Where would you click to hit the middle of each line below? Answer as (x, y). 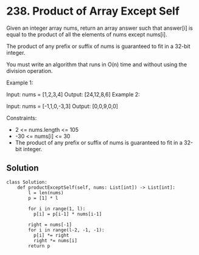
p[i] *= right (51, 235)
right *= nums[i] (55, 240)
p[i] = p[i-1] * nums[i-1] (68, 214)
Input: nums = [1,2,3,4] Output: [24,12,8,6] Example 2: (73, 94)
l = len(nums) (46, 192)
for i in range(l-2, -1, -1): (66, 230)
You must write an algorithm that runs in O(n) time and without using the (97, 64)
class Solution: (27, 182)
